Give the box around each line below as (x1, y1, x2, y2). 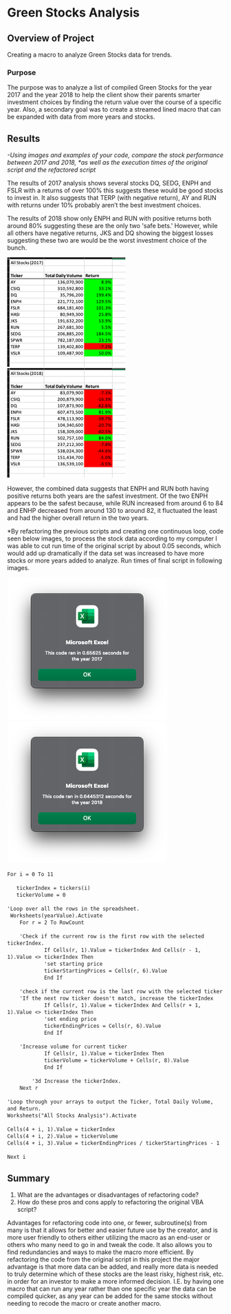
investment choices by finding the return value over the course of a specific (7, 98, 222, 106)
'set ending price (43, 1015, 97, 1023)
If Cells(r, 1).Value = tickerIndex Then (43, 1050, 165, 1058)
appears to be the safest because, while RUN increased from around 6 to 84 (7, 499, 223, 507)
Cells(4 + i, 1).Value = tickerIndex (7, 1126, 115, 1133)
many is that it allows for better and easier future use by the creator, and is (7, 1226, 218, 1234)
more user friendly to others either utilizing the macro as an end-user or (7, 1233, 211, 1242)
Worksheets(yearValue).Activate (10, 912, 103, 920)
